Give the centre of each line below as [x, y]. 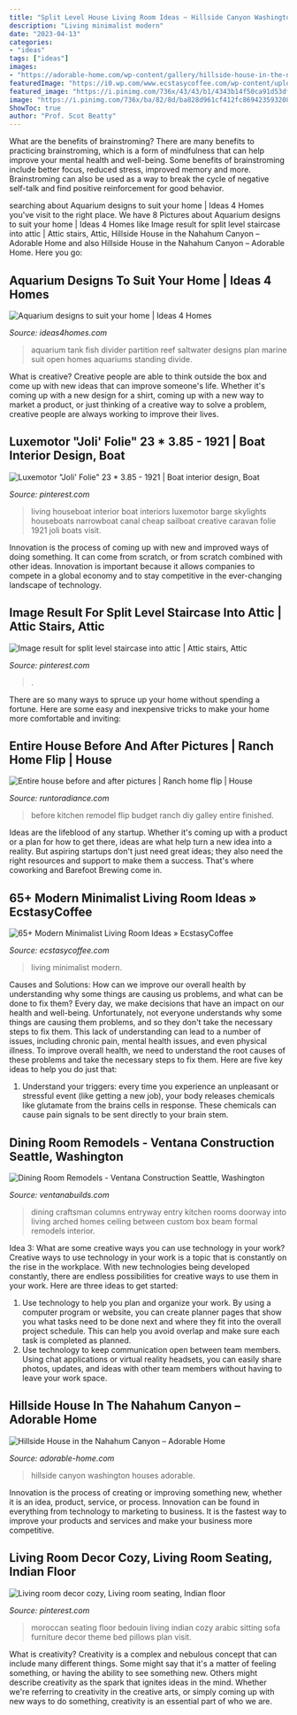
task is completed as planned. [76, 1340]
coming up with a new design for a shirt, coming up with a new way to [137, 395]
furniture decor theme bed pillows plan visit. [111, 1637]
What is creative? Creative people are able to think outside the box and [138, 376]
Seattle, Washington [66, 1156]
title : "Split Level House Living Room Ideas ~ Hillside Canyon [130, 17]
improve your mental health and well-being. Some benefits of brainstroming [147, 160]
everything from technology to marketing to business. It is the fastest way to [148, 1511]
